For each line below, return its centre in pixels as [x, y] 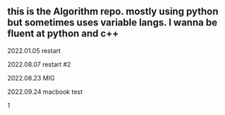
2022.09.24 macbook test [45, 92]
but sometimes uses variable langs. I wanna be [112, 23]
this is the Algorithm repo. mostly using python [113, 12]
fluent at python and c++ [63, 34]
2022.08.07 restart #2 [39, 64]
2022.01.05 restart [34, 50]
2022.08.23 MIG [31, 78]
